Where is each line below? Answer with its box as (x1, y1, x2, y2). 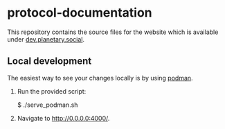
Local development (7, 55, 92, 67)
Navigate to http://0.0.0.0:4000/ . (17, 114, 110, 122)
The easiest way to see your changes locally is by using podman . (7, 74, 193, 82)
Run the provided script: (17, 87, 87, 95)
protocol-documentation (7, 5, 152, 21)
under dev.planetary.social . (7, 35, 85, 43)
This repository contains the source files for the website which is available (7, 28, 219, 36)
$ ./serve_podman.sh (17, 101, 78, 109)
